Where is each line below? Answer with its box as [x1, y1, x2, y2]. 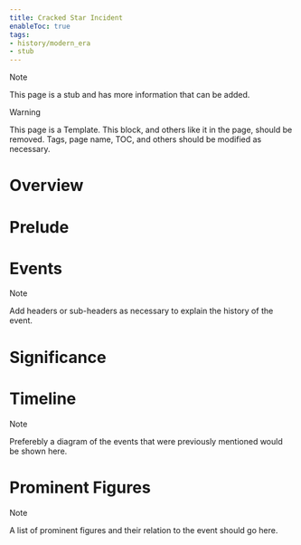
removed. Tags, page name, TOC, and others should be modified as [9, 134, 262, 145]
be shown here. [9, 445, 68, 456]
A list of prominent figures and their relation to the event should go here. [9, 524, 278, 535]
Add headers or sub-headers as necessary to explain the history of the [9, 305, 274, 317]
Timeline [9, 388, 77, 408]
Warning [9, 107, 41, 118]
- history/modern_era [9, 38, 91, 48]
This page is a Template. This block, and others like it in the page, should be [9, 124, 293, 136]
